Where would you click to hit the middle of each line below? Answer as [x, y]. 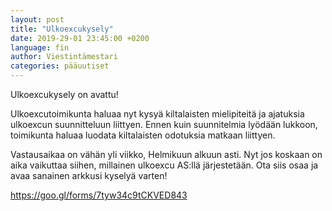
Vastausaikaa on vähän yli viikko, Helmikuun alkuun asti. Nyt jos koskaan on [166, 154]
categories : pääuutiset [60, 66]
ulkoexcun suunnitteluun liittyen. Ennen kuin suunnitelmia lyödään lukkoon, [164, 124]
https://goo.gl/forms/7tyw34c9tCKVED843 [99, 195]
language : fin [40, 47]
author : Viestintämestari [64, 57]
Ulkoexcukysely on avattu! [64, 94]
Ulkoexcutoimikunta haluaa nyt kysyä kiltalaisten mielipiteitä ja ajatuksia [157, 114]
